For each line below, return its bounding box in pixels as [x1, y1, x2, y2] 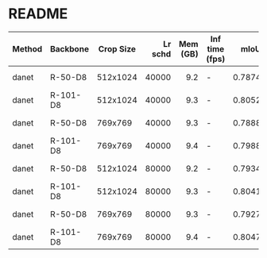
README [8, 5, 68, 23]
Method [12, 43, 43, 54]
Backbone [50, 43, 90, 54]
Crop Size [98, 43, 137, 54]
